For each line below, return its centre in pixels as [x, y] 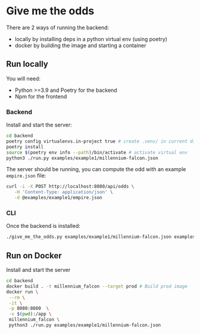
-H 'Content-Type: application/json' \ [63, 192]
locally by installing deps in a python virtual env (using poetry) [91, 39]
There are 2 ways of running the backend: [58, 27]
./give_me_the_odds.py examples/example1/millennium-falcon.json [89, 237]
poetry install [25, 147]
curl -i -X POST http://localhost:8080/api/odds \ [70, 187]
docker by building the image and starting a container [81, 45]
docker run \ [22, 292]
